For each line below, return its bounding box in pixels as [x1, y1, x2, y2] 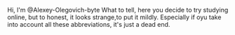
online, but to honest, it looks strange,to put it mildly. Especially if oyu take [7, 13, 222, 21]
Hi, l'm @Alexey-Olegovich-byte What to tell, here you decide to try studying [7, 6, 229, 14]
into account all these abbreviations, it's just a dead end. [7, 21, 170, 28]
